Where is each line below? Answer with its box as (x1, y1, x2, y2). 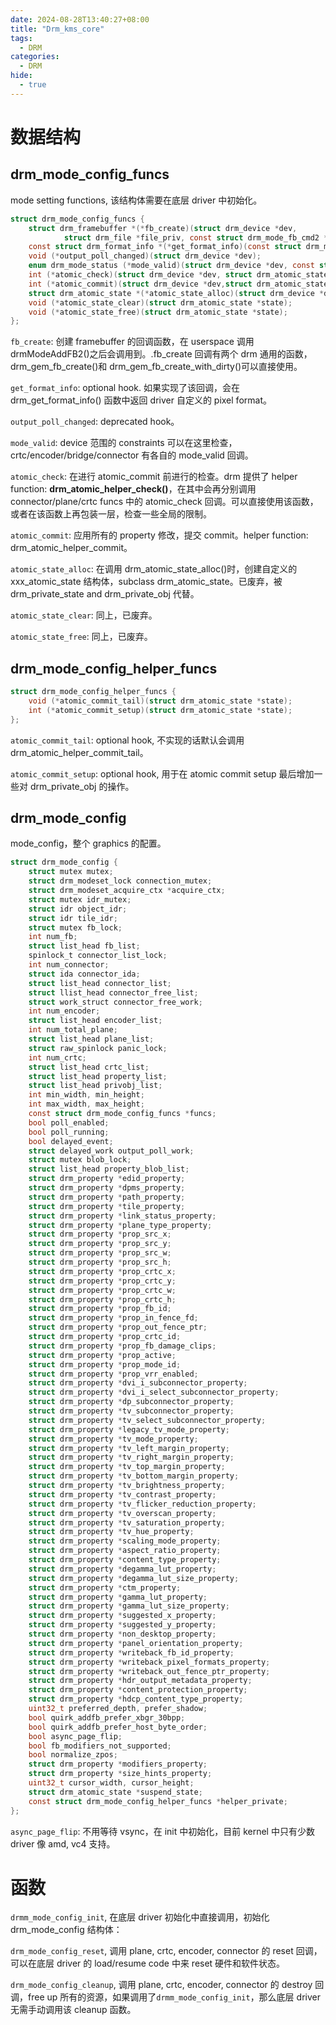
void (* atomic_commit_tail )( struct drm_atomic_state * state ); (28, 696, 293, 706)
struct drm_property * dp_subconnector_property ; (28, 1397, 235, 1407)
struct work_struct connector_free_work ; (28, 997, 203, 1007)
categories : (10, 52, 60, 62)
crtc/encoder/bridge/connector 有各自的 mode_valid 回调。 (10, 449, 254, 461)
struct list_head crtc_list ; (28, 1062, 150, 1072)
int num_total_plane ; (28, 1025, 118, 1035)
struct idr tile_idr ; (28, 913, 118, 923)
